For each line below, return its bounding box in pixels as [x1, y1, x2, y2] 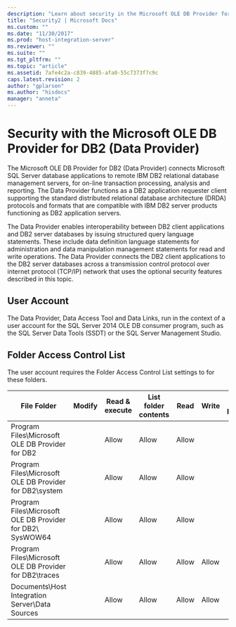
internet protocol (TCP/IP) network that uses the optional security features [7, 267, 223, 275]
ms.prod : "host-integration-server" [7, 37, 114, 44]
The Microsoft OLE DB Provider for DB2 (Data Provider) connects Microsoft [7, 163, 225, 172]
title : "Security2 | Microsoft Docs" [7, 17, 118, 24]
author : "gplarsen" [7, 82, 65, 89]
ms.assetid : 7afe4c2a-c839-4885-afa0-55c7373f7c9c [7, 69, 159, 76]
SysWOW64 [11, 532, 51, 542]
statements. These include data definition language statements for [7, 237, 199, 246]
